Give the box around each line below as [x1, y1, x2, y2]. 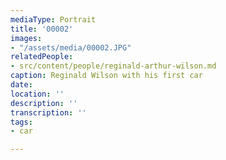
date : [10, 80, 33, 90]
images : [10, 33, 43, 43]
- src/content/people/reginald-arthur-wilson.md [10, 61, 217, 71]
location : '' [10, 89, 65, 99]
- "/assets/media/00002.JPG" [10, 42, 132, 53]
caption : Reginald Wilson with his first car [10, 71, 203, 81]
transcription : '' [10, 107, 87, 118]
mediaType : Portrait [10, 14, 97, 25]
